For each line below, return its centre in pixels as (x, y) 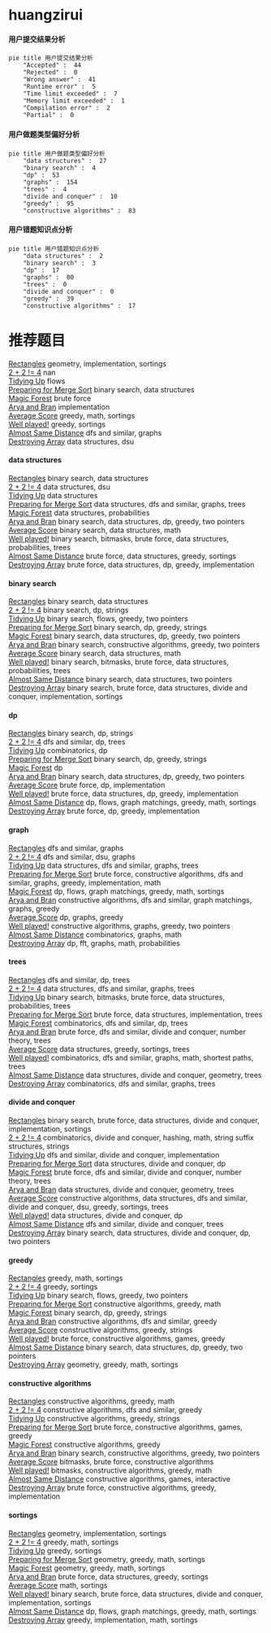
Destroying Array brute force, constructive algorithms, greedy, (112, 1488)
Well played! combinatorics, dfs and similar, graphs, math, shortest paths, (131, 1057)
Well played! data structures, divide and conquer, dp (96, 1215)
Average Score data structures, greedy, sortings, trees (99, 1049)
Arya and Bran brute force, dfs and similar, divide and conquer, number (127, 1031)
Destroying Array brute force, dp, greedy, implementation (104, 811)
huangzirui (46, 15)
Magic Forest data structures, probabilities (79, 512)
